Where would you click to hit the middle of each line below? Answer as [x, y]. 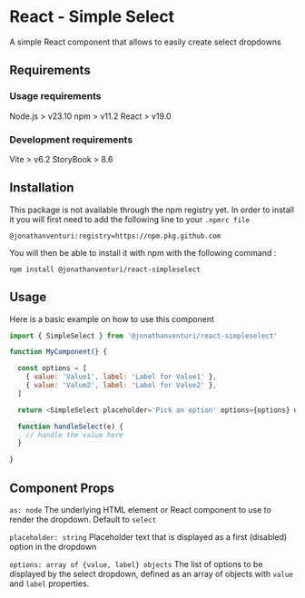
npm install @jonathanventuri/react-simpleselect [105, 270]
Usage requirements [55, 96]
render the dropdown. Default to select [83, 519]
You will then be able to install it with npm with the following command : [143, 252]
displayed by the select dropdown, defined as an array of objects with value [151, 573]
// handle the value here [75, 435]
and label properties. [49, 583]
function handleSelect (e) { [71, 426]
